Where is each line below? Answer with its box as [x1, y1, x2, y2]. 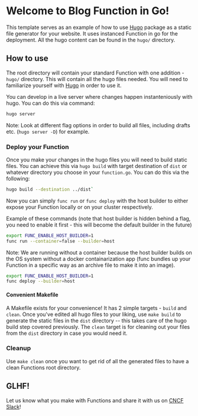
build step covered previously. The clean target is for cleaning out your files [6, 323, 190, 330]
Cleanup [6, 344, 31, 353]
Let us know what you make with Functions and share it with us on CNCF [6, 396, 184, 404]
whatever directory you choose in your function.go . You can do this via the [6, 169, 189, 176]
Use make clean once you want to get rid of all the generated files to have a [6, 357, 189, 365]
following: [6, 175, 30, 182]
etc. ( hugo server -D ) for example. [6, 128, 90, 135]
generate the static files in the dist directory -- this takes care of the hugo [6, 317, 187, 324]
